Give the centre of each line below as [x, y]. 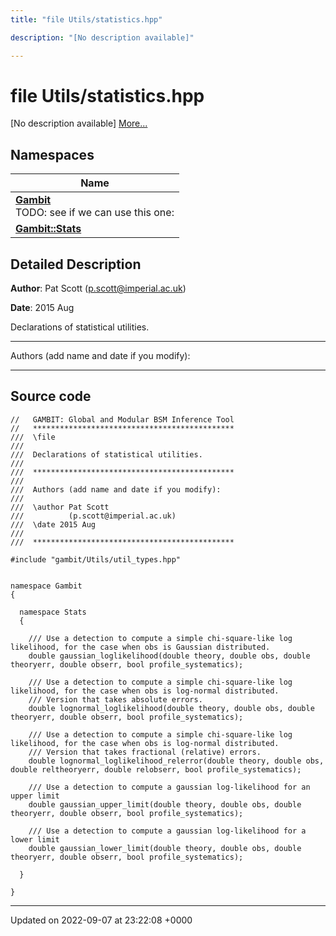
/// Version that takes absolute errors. [115, 699]
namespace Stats [53, 612]
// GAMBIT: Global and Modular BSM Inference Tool [122, 419]
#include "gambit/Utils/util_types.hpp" [96, 559]
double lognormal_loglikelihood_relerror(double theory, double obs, [176, 761]
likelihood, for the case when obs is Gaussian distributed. [140, 647]
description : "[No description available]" [102, 37]
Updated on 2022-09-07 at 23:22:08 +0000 [101, 920]
